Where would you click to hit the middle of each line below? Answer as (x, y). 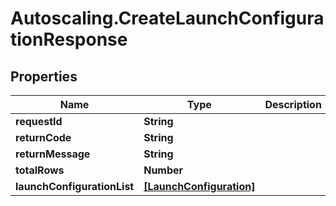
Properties (44, 76)
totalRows (40, 170)
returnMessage (53, 154)
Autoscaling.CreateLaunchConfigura (167, 18)
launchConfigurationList (75, 186)
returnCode (43, 137)
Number (163, 170)
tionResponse (69, 39)
